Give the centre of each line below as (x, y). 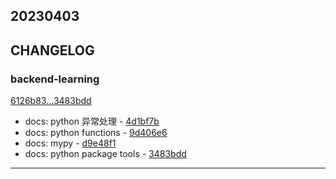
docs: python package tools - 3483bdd (105, 154)
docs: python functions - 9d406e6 (96, 133)
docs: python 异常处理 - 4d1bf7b (92, 121)
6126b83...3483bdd (51, 101)
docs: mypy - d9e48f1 (70, 143)
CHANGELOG (52, 50)
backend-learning (55, 79)
